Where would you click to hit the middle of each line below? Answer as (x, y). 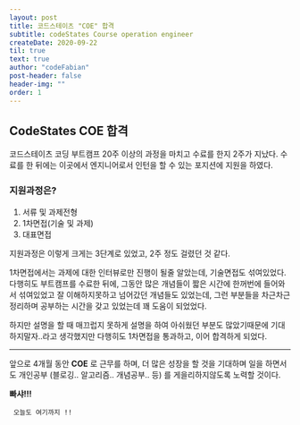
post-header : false (46, 76)
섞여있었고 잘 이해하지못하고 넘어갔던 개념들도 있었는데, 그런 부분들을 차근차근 (154, 294)
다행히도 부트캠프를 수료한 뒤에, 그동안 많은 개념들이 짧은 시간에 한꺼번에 (135, 284)
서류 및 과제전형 (50, 212)
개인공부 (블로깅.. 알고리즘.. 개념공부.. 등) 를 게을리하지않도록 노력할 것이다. (150, 374)
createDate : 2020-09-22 (54, 42)
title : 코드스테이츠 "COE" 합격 (62, 26)
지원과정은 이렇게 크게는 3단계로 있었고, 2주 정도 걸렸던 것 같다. (120, 253)
